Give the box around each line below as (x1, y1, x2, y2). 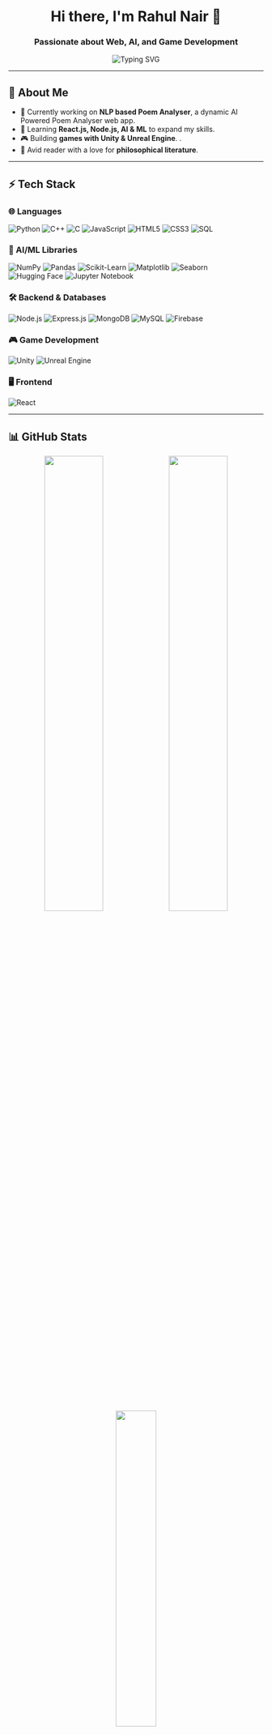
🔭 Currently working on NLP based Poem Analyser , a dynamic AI (19, 107, 239, 117)
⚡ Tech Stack (8, 177, 76, 191)
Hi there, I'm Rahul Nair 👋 (50, 7, 222, 26)
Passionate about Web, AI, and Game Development (33, 36, 239, 48)
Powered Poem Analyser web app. (19, 116, 136, 126)
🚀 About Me (8, 85, 69, 100)
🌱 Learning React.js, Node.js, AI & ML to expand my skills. (19, 125, 215, 134)
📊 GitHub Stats (8, 429, 87, 444)
